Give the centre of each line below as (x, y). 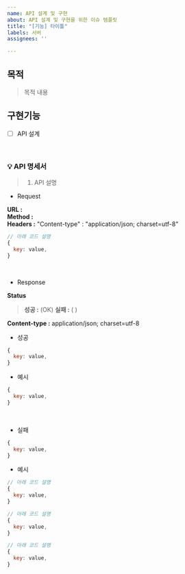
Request (29, 197)
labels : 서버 (24, 33)
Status (17, 295)
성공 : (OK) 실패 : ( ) (50, 310)
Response (31, 282)
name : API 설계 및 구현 (37, 13)
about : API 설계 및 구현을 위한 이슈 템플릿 (62, 20)
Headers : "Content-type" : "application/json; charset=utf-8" (93, 224)
